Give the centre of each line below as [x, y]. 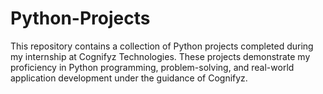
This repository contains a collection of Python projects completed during [162, 46]
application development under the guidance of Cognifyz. [129, 78]
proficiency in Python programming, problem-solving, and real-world [152, 67]
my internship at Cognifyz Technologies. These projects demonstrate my [160, 56]
